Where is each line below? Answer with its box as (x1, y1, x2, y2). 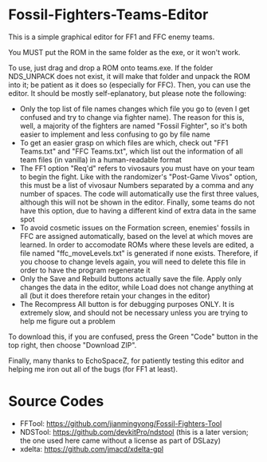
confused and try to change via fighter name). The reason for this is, (19, 112, 245, 121)
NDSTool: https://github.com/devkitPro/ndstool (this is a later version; (19, 427, 249, 436)
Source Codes (8, 392, 104, 411)
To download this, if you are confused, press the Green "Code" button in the (8, 332, 259, 341)
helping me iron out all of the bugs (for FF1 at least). (8, 364, 178, 373)
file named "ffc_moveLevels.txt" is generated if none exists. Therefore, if (19, 248, 259, 257)
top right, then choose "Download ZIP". (8, 340, 137, 349)
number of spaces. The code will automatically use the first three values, (19, 189, 259, 198)
